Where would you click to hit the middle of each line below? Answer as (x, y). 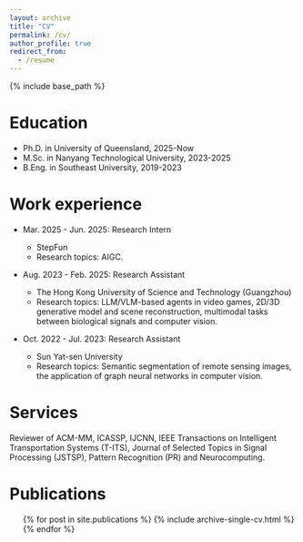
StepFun (52, 247)
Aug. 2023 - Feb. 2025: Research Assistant (104, 274)
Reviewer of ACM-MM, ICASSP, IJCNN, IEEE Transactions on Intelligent (143, 437)
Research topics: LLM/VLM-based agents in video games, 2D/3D (158, 302)
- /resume (36, 60)
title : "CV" (32, 26)
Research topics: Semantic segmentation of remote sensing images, (164, 366)
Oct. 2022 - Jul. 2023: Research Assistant (101, 339)
